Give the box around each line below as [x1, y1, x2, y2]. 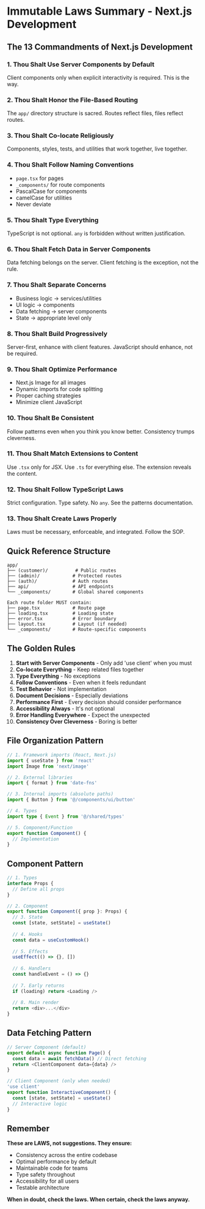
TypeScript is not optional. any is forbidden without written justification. [7, 230, 185, 237]
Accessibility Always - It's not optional [15, 705, 115, 713]
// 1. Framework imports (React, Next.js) [7, 752, 117, 758]
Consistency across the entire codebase [15, 1151, 118, 1159]
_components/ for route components [15, 181, 106, 188]
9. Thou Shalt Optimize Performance [7, 365, 118, 373]
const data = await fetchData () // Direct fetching [12, 1055, 147, 1061]
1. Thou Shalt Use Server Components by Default [7, 60, 155, 69]
